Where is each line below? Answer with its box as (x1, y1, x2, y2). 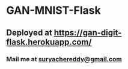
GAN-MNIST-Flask (6, 4, 101, 17)
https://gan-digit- (53, 28, 122, 38)
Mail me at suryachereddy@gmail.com (6, 55, 122, 63)
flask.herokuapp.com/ (6, 37, 92, 47)
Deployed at (6, 28, 52, 38)
